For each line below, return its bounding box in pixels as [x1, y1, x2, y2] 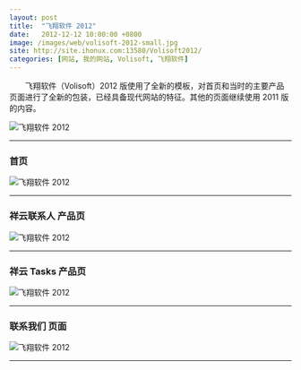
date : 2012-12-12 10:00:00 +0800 [9, 30, 142, 39]
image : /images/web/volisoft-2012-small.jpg [9, 38, 178, 47]
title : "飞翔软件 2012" [9, 22, 97, 30]
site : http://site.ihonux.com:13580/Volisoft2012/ [9, 47, 202, 56]
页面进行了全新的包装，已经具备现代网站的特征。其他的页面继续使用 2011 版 [9, 91, 289, 102]
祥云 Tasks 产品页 [9, 265, 87, 278]
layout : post [9, 13, 58, 22]
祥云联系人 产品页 [9, 210, 85, 222]
